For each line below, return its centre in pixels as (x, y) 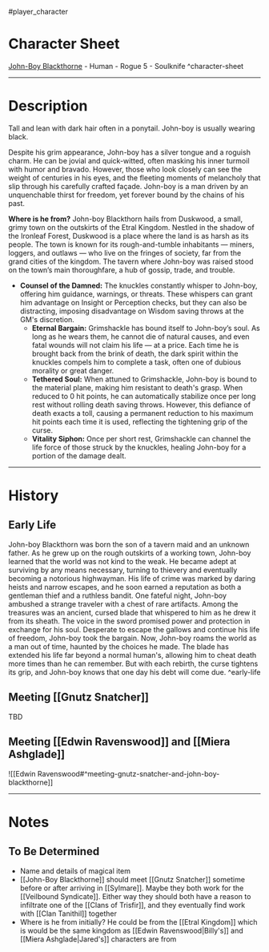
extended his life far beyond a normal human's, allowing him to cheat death (132, 655)
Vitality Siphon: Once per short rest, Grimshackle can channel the (141, 438)
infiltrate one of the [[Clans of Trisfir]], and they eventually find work (132, 905)
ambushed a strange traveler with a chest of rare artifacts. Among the (123, 603)
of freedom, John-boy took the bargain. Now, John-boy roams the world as (132, 638)
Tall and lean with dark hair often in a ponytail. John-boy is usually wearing (132, 128)
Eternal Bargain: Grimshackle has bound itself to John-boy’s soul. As (146, 328)
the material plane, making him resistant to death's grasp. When (137, 387)
